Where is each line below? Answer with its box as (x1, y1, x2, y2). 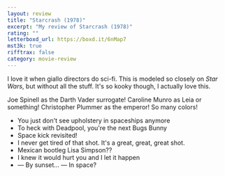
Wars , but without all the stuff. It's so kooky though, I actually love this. (7, 81, 211, 90)
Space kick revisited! (17, 131, 78, 139)
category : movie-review (7, 56, 77, 63)
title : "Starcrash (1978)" (7, 17, 86, 24)
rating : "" (7, 29, 39, 37)
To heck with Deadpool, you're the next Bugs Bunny (17, 123, 168, 132)
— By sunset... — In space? (17, 161, 96, 169)
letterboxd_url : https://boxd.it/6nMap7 (7, 36, 127, 43)
